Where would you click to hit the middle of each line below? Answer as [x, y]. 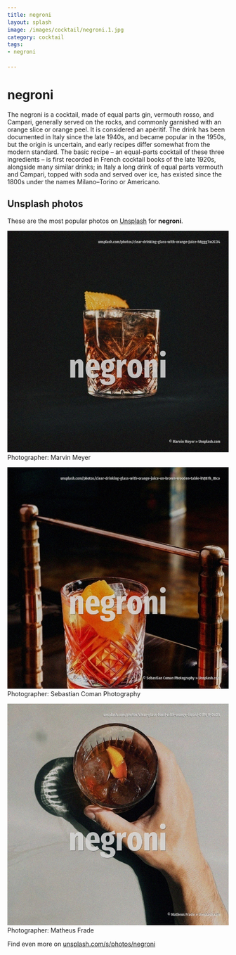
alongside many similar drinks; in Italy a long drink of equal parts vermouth [115, 167]
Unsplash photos [45, 204]
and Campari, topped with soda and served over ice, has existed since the [115, 174]
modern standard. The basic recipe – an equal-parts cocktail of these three [116, 152]
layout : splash [29, 22]
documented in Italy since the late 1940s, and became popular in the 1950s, [117, 136]
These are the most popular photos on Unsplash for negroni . [96, 221]
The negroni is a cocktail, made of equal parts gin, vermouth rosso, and [111, 114]
